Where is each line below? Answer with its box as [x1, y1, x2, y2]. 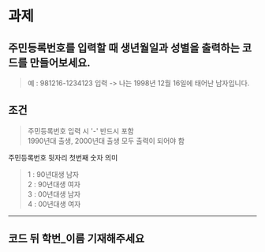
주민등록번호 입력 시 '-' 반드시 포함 [27, 126, 134, 135]
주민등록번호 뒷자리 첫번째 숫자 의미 [8, 152, 118, 162]
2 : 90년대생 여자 [27, 179, 81, 189]
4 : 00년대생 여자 [27, 199, 81, 209]
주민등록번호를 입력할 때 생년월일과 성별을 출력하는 [8, 41, 241, 55]
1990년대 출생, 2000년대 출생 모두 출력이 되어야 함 [27, 136, 185, 145]
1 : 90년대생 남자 [27, 169, 80, 179]
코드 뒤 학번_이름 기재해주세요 [8, 232, 145, 246]
